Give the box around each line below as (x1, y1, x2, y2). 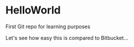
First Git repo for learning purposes (5, 23, 91, 30)
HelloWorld (5, 4, 61, 17)
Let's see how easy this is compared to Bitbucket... (5, 34, 129, 41)
